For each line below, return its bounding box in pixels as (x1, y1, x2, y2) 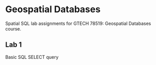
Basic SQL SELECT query (5, 54, 59, 60)
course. (5, 25, 21, 31)
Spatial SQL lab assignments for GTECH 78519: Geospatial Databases (5, 20, 151, 26)
